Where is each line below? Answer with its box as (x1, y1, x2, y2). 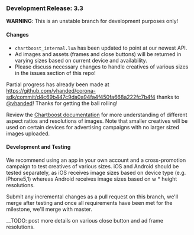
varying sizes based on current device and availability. (14, 57, 148, 64)
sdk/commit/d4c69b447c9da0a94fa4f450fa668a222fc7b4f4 (6, 93, 156, 100)
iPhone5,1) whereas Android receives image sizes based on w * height (6, 175, 177, 182)
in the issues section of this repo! (14, 69, 96, 76)
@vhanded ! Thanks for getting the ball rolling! (6, 99, 118, 107)
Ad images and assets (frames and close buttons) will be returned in (14, 50, 182, 57)
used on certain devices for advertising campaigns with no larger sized (6, 123, 179, 130)
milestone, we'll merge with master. (6, 205, 93, 213)
